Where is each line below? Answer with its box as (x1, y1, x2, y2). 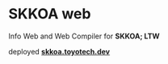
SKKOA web (8, 5, 91, 23)
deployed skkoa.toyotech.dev (8, 46, 111, 56)
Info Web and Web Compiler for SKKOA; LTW (8, 31, 160, 41)
